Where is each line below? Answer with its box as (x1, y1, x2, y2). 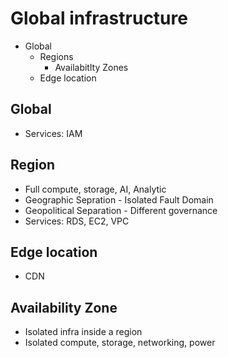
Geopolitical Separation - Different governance (24, 204, 218, 216)
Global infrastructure (10, 7, 188, 30)
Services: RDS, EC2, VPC (24, 215, 130, 227)
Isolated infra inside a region (24, 326, 143, 338)
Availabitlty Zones (54, 61, 129, 73)
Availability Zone (10, 299, 118, 316)
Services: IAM (24, 127, 83, 139)
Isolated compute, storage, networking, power (24, 337, 216, 349)
